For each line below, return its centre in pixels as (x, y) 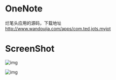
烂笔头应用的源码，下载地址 (33, 23)
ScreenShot (30, 49)
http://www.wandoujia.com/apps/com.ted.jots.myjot (58, 28)
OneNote (24, 9)
